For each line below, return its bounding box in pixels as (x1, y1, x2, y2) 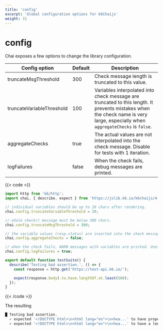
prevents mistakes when (94, 105, 150, 112)
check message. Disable (94, 143, 150, 150)
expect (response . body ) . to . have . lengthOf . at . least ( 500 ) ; (14, 276, 130, 280)
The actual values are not (94, 131, 152, 138)
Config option (21, 65, 54, 71)
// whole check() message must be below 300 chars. (5, 218, 112, 223)
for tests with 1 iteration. (94, 149, 150, 156)
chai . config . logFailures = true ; (5, 249, 73, 254)
